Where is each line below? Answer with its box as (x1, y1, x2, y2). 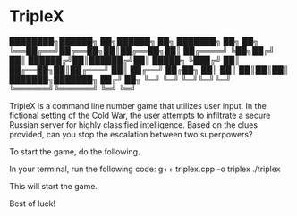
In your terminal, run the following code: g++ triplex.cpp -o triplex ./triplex (9, 163, 281, 174)
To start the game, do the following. (9, 145, 140, 157)
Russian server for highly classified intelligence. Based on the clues (9, 119, 258, 130)
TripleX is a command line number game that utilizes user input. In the (9, 100, 267, 111)
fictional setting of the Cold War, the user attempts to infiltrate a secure (9, 110, 271, 120)
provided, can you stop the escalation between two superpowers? (9, 129, 253, 139)
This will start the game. (9, 180, 98, 191)
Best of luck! (9, 198, 56, 209)
